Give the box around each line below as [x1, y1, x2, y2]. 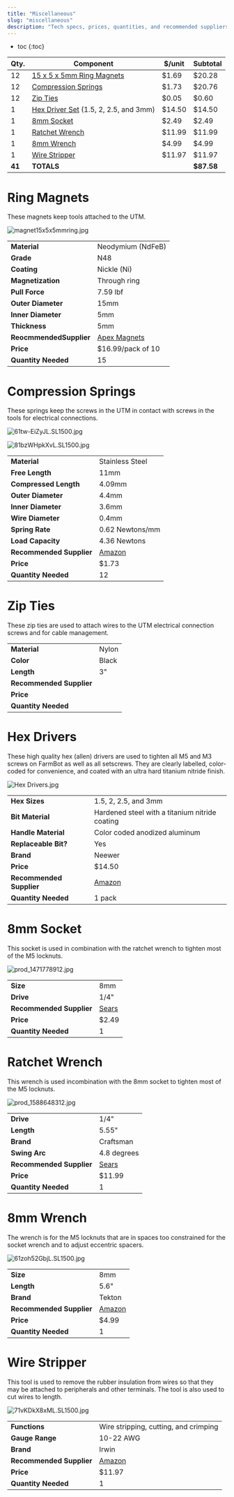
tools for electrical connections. [7, 414, 98, 423]
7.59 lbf [97, 287, 124, 297]
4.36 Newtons [99, 536, 146, 546]
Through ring [97, 276, 141, 286]
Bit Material [10, 812, 50, 821]
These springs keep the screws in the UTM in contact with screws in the [7, 407, 214, 415]
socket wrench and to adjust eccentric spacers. [7, 1241, 144, 1249]
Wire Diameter [10, 513, 60, 523]
